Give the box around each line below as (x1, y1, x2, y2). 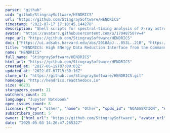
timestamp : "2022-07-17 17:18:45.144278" (5, 21, 94, 27)
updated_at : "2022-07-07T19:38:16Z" (5, 69, 82, 74)
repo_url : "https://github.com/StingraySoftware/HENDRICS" (5, 36, 133, 41)
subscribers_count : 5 (5, 111, 51, 116)
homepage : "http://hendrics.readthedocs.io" (5, 78, 101, 83)
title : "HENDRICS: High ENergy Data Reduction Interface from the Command (5, 45, 166, 50)
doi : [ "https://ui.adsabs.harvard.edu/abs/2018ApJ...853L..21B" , (5, 40, 146, 46)
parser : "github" (5, 7, 42, 13)
